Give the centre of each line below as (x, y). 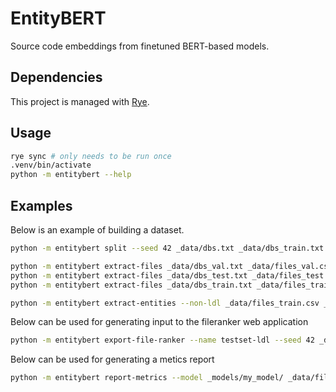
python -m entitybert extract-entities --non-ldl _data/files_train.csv (165, 303)
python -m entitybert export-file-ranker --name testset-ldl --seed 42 (162, 340)
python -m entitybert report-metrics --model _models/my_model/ (147, 378)
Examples (41, 205)
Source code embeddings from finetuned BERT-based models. (140, 46)
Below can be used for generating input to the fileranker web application (159, 322)
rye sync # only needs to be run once (91, 156)
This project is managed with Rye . (80, 101)
